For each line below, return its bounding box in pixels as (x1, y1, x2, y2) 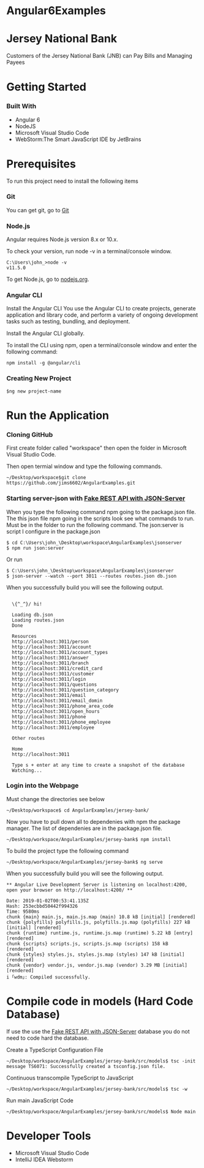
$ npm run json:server (6, 545, 64, 551)
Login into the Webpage (6, 782, 79, 790)
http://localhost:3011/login (12, 676, 86, 682)
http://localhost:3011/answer (12, 655, 89, 661)
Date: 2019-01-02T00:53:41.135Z (6, 897, 89, 904)
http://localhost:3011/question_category (12, 686, 119, 693)
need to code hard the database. (6, 1034, 89, 1042)
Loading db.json (12, 612, 53, 618)
